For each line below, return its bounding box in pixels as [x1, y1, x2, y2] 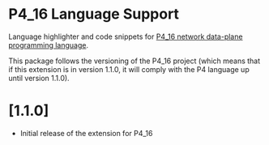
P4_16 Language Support [8, 5, 180, 23]
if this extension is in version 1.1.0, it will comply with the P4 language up [8, 64, 250, 74]
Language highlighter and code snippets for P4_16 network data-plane [8, 32, 243, 41]
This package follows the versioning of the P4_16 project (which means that [8, 56, 261, 66]
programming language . [8, 40, 89, 49]
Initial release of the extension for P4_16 [19, 128, 153, 138]
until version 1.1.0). [8, 73, 70, 83]
